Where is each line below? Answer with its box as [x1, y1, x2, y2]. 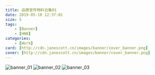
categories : [5, 36, 31, 41]
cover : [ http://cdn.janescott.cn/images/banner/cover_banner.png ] [5, 50, 150, 55]
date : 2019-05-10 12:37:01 [5, 12, 63, 17]
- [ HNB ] [14, 31, 31, 36]
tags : [5, 21, 17, 27]
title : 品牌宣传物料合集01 [5, 7, 57, 13]
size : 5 [5, 17, 22, 22]
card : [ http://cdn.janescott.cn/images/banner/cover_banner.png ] [5, 45, 148, 51]
